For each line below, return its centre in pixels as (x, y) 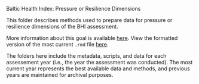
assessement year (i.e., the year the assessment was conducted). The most (99, 62)
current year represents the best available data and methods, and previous (98, 69)
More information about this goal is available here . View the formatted (92, 38)
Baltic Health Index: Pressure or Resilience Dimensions (74, 9)
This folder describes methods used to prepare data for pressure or (89, 20)
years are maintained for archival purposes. (60, 75)
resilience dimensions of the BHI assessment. (62, 27)
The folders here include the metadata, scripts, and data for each (86, 56)
